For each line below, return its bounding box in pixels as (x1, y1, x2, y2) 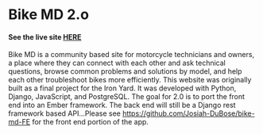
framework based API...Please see (8, 109, 121, 118)
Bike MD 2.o (8, 6, 90, 24)
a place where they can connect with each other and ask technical (8, 58, 226, 68)
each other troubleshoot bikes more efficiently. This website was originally (8, 75, 252, 85)
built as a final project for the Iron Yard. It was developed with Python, (8, 83, 237, 93)
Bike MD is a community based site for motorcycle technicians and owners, (8, 50, 255, 59)
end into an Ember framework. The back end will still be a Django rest (8, 101, 236, 110)
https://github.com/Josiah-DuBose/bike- (122, 109, 256, 118)
